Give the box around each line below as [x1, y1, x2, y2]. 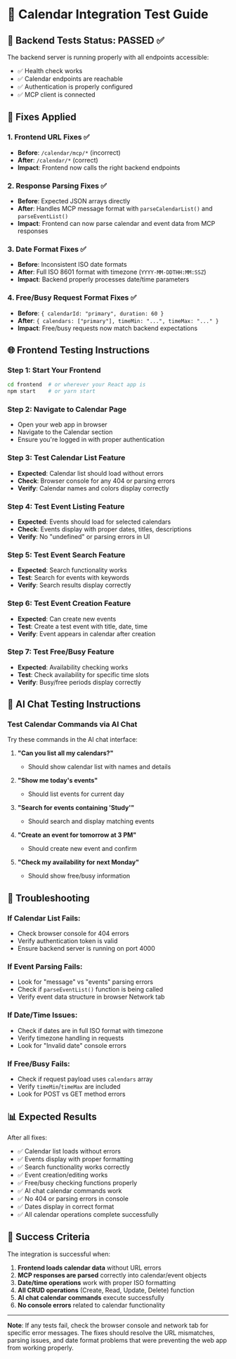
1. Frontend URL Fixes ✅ [7, 132, 90, 142]
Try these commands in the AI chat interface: [7, 735, 138, 744]
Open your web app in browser [17, 420, 107, 429]
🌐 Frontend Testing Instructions [7, 344, 150, 356]
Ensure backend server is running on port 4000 [17, 944, 156, 953]
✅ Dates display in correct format [17, 1202, 114, 1211]
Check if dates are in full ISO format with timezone [17, 1026, 164, 1035]
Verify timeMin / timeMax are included [17, 1082, 121, 1091]
